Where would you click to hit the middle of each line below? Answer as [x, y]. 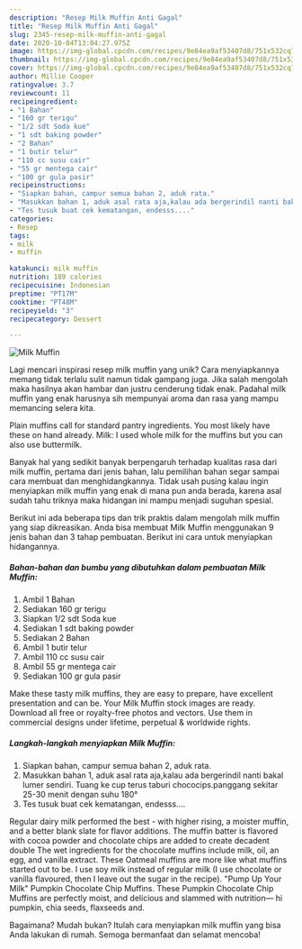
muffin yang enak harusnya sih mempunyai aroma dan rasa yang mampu [144, 398]
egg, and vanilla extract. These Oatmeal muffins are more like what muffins [148, 860]
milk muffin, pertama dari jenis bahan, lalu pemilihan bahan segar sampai [145, 472]
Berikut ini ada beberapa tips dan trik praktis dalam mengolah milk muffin [145, 518]
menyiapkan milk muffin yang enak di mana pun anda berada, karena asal [146, 491]
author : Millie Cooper [52, 77]
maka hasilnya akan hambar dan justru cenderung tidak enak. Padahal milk [148, 389]
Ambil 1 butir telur [55, 648]
